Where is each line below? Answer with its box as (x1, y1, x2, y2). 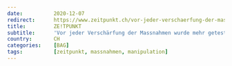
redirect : (7, 16, 36, 23)
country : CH (7, 36, 60, 43)
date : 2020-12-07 (7, 10, 85, 17)
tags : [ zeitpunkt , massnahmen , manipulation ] (7, 49, 168, 56)
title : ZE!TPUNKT (7, 23, 81, 30)
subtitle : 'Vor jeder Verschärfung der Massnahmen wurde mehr (7, 29, 206, 36)
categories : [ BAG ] (7, 42, 70, 49)
